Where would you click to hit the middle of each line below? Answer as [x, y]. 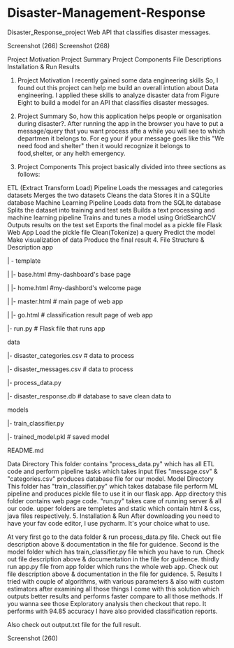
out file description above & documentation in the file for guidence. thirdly [114, 559]
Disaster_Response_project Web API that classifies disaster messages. [109, 32]
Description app [30, 247]
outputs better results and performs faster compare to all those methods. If [115, 596]
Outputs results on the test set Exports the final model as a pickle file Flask [115, 224]
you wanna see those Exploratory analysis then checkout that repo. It [107, 603]
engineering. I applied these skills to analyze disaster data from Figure [118, 95]
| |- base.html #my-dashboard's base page [69, 274]
